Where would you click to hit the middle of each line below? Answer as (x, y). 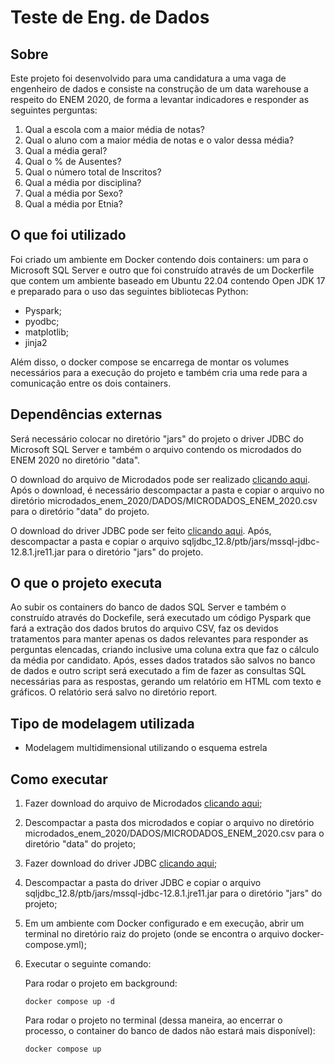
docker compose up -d (69, 1002)
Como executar (59, 779)
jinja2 (36, 342)
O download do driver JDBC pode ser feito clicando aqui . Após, (141, 530)
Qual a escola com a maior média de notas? (114, 129)
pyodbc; (42, 321)
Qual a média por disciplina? (83, 182)
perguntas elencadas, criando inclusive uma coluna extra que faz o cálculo (165, 650)
